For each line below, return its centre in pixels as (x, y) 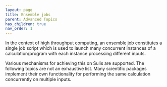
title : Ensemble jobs (28, 15)
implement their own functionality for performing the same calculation (78, 74)
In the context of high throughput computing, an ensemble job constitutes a (84, 43)
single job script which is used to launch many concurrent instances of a (80, 48)
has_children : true (26, 24)
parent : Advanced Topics (31, 19)
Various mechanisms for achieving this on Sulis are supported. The (75, 63)
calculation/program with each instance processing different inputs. (76, 54)
